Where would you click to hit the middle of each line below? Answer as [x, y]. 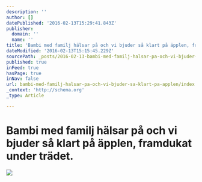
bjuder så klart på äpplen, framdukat [99, 143]
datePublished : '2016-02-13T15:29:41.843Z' [62, 23]
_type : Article [25, 96]
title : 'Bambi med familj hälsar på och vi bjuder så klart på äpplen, [98, 46]
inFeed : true [23, 68]
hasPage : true [24, 73]
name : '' [23, 40]
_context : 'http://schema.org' [45, 90]
